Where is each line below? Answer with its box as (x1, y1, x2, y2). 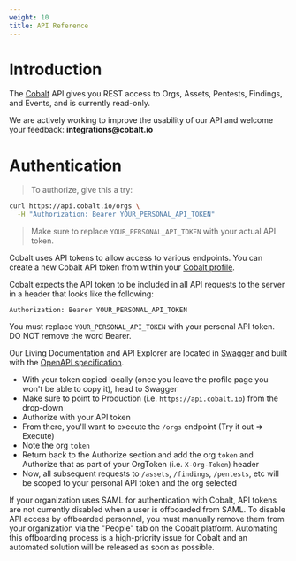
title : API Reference (9, 21, 89, 30)
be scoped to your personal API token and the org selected (21, 478, 237, 488)
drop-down (21, 403, 64, 413)
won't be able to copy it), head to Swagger (21, 384, 178, 395)
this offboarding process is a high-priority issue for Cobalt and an (9, 533, 248, 543)
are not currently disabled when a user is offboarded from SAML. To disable (9, 504, 285, 515)
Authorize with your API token (21, 412, 131, 423)
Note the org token (21, 440, 90, 451)
